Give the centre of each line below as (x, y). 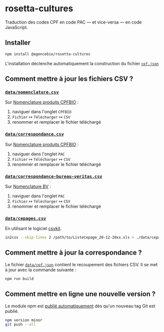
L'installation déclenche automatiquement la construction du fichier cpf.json (82, 63)
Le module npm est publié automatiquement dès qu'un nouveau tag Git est (80, 306)
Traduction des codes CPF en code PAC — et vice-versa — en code (73, 22)
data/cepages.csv (26, 218)
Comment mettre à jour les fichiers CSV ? (69, 79)
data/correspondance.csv (35, 134)
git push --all (20, 325)
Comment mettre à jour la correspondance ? (74, 253)
